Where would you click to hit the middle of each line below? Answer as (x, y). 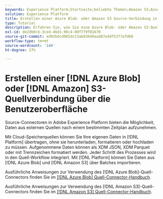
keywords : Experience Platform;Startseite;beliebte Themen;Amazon (73, 9)
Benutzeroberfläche (47, 109)
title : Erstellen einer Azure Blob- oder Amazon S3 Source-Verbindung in (81, 18)
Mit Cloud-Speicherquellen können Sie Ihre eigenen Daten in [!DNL (72, 137)
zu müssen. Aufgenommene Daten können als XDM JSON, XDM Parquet (77, 147)
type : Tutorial (20, 23)
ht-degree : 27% (20, 50)
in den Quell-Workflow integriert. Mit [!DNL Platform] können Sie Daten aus (80, 157)
